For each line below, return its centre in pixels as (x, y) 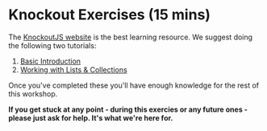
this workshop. (33, 93)
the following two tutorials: (52, 45)
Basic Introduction (50, 61)
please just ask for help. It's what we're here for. (91, 117)
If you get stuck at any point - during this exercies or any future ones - (128, 109)
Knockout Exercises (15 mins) (110, 15)
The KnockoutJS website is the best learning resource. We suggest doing (130, 37)
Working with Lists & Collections (73, 69)
